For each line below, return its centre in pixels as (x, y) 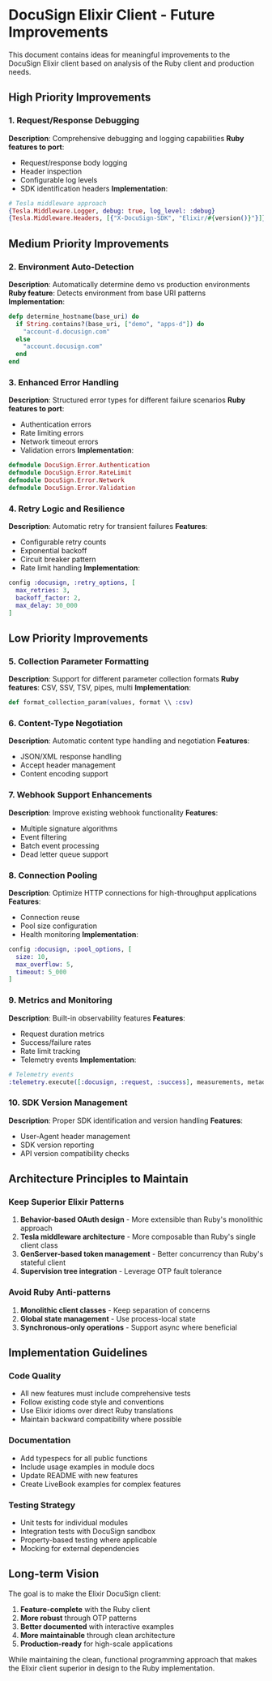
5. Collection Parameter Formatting (79, 661)
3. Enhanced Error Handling (64, 382)
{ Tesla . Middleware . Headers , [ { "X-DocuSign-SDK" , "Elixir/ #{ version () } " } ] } (137, 218)
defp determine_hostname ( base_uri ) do (74, 316)
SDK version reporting (57, 1145)
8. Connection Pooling (53, 875)
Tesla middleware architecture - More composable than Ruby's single (138, 1237)
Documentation (40, 1440)
